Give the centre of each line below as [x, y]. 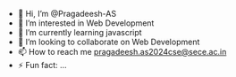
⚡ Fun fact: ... [42, 65]
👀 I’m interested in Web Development [86, 23]
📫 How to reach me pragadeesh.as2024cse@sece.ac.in [122, 52]
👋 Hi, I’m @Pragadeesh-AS [67, 14]
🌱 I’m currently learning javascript [80, 32]
